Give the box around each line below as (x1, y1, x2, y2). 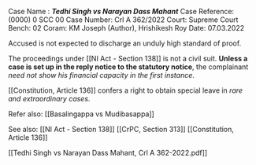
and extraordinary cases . (8, 94, 91, 103)
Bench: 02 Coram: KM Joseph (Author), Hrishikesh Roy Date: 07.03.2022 (8, 24, 245, 32)
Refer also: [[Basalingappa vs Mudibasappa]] (8, 109, 155, 119)
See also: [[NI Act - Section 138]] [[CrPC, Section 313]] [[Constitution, (8, 125, 235, 134)
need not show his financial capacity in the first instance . (8, 71, 195, 79)
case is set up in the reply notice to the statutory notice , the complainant (8, 62, 249, 71)
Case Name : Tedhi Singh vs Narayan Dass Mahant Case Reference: (8, 7, 235, 16)
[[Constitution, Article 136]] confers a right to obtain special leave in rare (8, 86, 243, 95)
